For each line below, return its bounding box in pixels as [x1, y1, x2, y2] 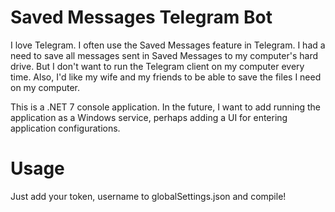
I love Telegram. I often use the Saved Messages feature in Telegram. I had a [10, 39, 326, 51]
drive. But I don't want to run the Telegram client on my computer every [10, 60, 305, 72]
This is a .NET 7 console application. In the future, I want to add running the [10, 101, 321, 113]
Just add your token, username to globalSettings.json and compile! [10, 190, 287, 202]
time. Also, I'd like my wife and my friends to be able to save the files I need [10, 71, 322, 83]
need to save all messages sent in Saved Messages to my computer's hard [10, 49, 319, 61]
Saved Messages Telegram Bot [10, 6, 273, 29]
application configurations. [10, 122, 121, 134]
